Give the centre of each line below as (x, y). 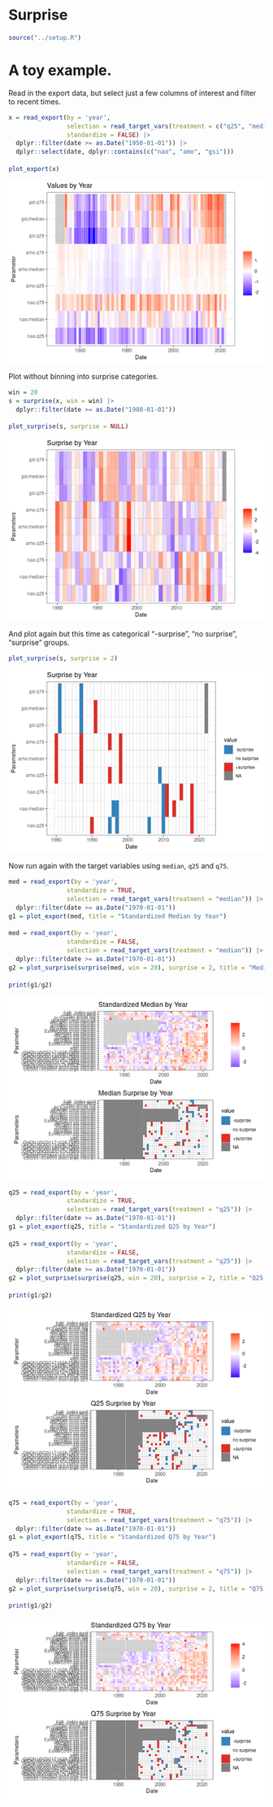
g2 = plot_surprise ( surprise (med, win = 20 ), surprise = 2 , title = (127, 967)
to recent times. (35, 101)
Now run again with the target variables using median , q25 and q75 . (119, 866)
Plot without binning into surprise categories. (84, 376)
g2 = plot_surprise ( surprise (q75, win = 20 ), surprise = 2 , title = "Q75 (136, 1589)
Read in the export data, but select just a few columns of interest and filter (132, 93)
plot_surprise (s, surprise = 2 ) (63, 658)
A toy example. (60, 70)
